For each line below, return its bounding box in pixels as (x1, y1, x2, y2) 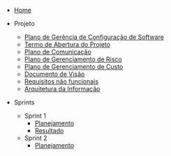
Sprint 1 (24, 111, 47, 120)
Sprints (13, 98, 35, 107)
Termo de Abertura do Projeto (24, 40, 110, 48)
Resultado (34, 127, 64, 134)
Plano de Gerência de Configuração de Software (24, 33, 164, 41)
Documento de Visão (24, 70, 85, 78)
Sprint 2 (24, 134, 47, 142)
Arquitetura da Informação (24, 85, 101, 93)
